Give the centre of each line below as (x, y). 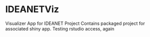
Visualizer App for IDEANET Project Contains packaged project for (75, 23)
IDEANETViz (32, 9)
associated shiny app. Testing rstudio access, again (60, 28)
